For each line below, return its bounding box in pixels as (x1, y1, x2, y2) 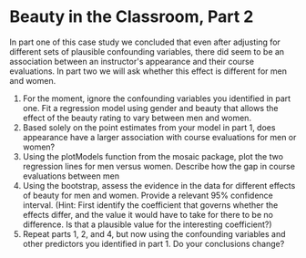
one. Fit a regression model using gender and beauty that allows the (22, 102, 280, 113)
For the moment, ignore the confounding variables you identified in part (22, 93, 291, 104)
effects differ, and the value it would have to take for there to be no (22, 209, 273, 220)
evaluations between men (22, 170, 120, 181)
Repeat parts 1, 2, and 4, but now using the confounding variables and (22, 228, 286, 239)
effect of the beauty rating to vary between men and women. (22, 112, 252, 123)
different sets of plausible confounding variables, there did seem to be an (9, 46, 285, 57)
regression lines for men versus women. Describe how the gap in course (22, 160, 296, 171)
